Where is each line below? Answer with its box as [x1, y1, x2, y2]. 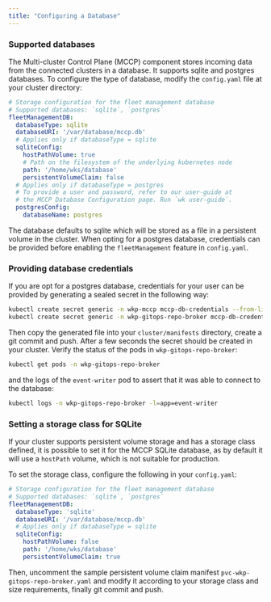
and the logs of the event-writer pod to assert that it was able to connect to [8, 375, 261, 385]
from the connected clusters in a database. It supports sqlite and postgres [8, 65, 255, 75]
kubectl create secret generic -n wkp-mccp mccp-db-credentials [8, 305, 229, 314]
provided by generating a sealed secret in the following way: [8, 290, 210, 300]
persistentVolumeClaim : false [23, 173, 125, 182]
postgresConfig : [15, 204, 70, 212]
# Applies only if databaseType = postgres [15, 181, 164, 189]
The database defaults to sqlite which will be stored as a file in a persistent [8, 225, 256, 235]
